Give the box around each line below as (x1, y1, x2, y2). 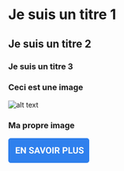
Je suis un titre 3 (8, 61, 73, 72)
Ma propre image (8, 120, 75, 131)
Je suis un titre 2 (8, 37, 92, 51)
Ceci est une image (8, 82, 84, 93)
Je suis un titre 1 (8, 6, 117, 24)
